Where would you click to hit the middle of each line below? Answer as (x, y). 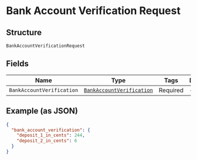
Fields (18, 64)
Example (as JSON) (42, 111)
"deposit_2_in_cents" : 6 (47, 141)
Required (171, 90)
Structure (24, 33)
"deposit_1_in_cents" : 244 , (51, 135)
